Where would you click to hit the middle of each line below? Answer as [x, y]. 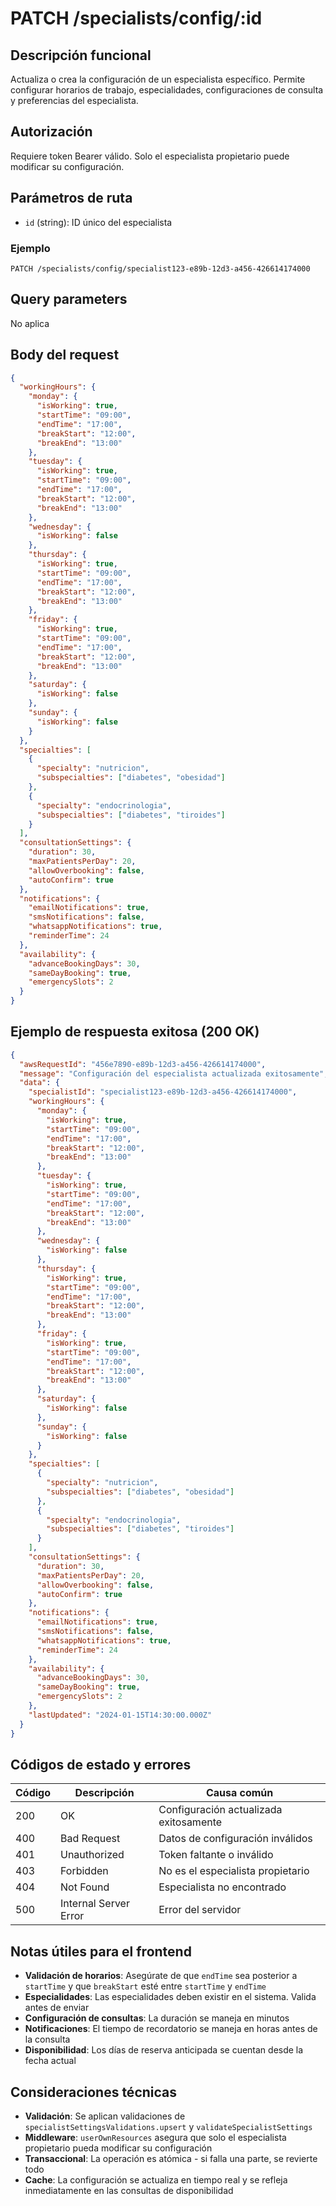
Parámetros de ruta [71, 198]
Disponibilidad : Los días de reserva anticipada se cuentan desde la [164, 2050]
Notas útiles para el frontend [101, 1951]
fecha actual [50, 2061]
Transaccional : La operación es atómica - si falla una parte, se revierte [171, 2159]
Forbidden [84, 1871]
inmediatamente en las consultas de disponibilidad [129, 2191]
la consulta [47, 2039]
